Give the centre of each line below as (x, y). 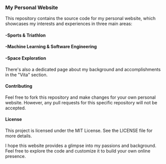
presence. (15, 156)
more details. (19, 136)
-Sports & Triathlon (25, 35)
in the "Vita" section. (26, 75)
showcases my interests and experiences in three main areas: (69, 24)
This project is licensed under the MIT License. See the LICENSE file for (79, 131)
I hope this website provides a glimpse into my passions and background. (81, 146)
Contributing (19, 86)
